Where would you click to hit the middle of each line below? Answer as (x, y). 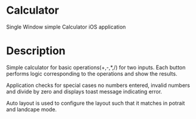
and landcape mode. (31, 109)
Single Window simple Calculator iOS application (66, 27)
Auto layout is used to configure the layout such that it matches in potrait (96, 103)
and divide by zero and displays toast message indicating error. (84, 91)
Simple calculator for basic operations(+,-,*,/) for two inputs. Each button (96, 67)
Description (36, 51)
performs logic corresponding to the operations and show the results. (92, 73)
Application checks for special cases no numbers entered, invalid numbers (98, 85)
